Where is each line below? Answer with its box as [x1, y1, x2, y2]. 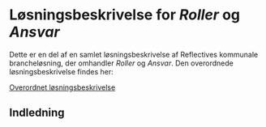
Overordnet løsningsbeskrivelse [9, 83, 116, 92]
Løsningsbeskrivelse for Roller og [9, 6, 241, 24]
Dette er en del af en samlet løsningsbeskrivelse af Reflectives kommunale [9, 49, 259, 59]
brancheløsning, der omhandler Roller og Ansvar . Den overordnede [9, 58, 234, 68]
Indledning [9, 106, 65, 120]
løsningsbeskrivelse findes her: [9, 66, 114, 76]
